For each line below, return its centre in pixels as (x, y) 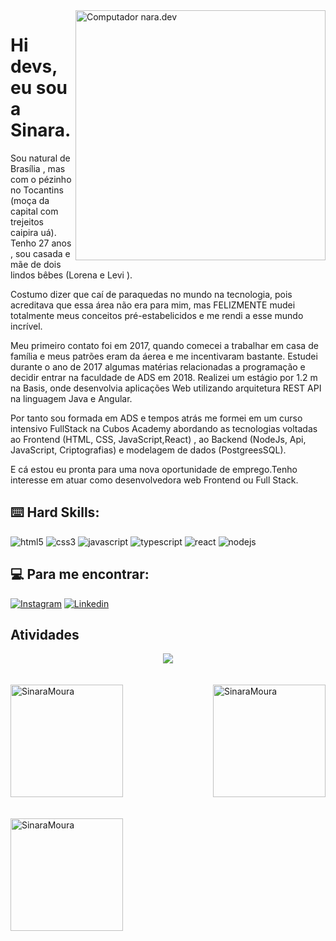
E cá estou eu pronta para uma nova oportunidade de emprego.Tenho (154, 469)
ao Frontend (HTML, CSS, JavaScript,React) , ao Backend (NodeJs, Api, (158, 439)
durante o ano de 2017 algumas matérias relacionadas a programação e (158, 366)
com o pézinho (41, 179)
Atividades (45, 634)
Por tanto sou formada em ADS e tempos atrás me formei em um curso (156, 418)
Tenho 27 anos (41, 243)
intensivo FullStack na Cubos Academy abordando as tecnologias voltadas (164, 428)
